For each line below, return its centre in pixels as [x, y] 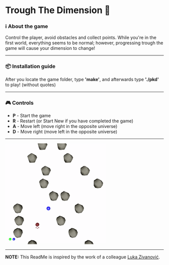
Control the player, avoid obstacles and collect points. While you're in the [81, 38]
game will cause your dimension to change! [50, 48]
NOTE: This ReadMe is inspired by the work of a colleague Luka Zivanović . [82, 257]
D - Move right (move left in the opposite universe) [65, 132]
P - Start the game [32, 116]
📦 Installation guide [30, 67]
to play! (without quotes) [31, 85]
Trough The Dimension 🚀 [58, 10]
